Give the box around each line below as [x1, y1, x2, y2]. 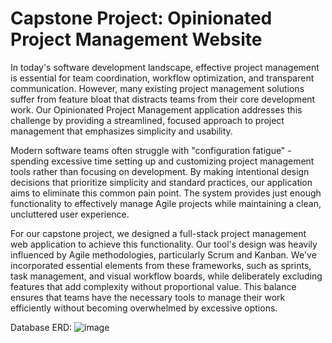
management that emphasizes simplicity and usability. [10, 125, 233, 137]
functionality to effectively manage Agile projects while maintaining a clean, [10, 197, 322, 209]
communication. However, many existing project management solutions [10, 82, 305, 94]
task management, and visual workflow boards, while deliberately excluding [10, 270, 323, 282]
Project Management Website [10, 28, 263, 51]
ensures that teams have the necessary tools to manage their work [10, 291, 286, 303]
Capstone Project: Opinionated [10, 7, 273, 30]
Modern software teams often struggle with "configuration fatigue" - [10, 144, 292, 156]
